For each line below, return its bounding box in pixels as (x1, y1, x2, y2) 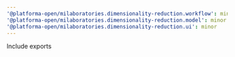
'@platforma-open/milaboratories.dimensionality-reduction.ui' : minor (6, 23, 217, 30)
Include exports (6, 42, 52, 51)
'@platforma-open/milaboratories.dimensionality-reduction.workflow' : (6, 10, 217, 17)
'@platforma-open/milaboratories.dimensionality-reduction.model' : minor (6, 17, 227, 24)
